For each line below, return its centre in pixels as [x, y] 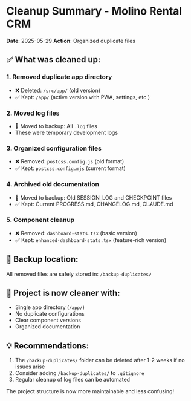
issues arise [30, 367]
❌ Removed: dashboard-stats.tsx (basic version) [76, 233]
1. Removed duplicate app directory [59, 77]
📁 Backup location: [42, 259]
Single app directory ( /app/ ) [50, 307]
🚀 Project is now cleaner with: [63, 293]
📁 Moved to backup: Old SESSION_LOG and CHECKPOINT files [93, 197]
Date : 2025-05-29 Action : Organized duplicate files [71, 41]
